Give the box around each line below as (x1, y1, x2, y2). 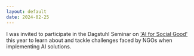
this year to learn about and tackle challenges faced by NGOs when (6, 37, 173, 44)
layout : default (6, 8, 47, 15)
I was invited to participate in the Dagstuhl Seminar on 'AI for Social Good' (6, 30, 188, 37)
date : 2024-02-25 (6, 14, 50, 20)
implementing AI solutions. (6, 42, 72, 50)
